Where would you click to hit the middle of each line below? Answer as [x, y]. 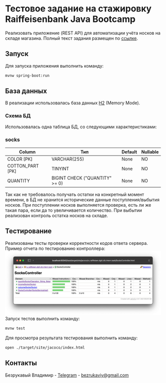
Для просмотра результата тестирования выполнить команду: [71, 338]
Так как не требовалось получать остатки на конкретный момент [75, 194]
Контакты [21, 363]
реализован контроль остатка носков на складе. [57, 215]
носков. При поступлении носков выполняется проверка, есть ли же [78, 205]
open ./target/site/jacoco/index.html [45, 348]
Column [27, 152]
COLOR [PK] [20, 159]
